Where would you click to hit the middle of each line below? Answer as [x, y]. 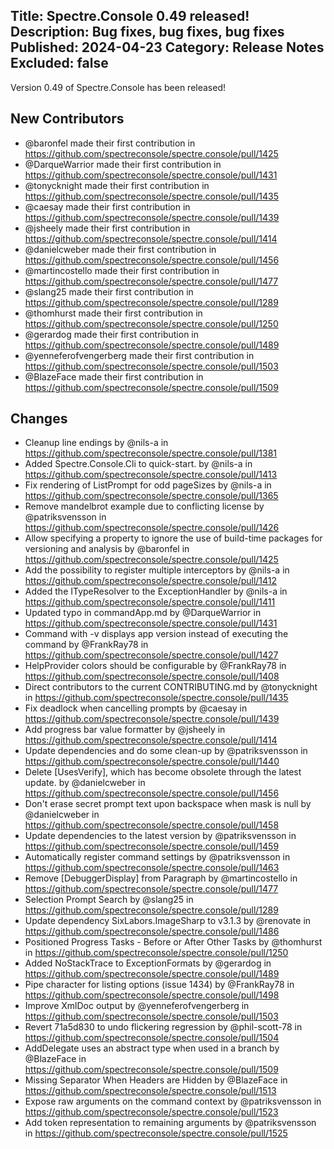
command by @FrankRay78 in [86, 645]
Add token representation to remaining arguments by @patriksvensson [170, 1123]
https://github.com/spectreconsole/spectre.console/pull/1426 [152, 528]
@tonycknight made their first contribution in [117, 185]
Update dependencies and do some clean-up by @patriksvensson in [166, 751]
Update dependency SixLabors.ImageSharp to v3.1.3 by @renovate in [168, 921]
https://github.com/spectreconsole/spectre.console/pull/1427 [151, 655]
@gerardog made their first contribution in [112, 334]
